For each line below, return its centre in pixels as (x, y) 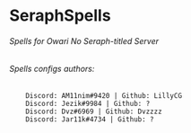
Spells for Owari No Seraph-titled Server (84, 40)
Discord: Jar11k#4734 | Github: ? (90, 120)
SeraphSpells (60, 16)
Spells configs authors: (52, 69)
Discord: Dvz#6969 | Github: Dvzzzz (94, 111)
